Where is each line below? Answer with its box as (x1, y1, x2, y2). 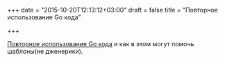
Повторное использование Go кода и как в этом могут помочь (7, 40, 194, 48)
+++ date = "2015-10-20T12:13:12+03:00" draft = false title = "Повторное (7, 6, 219, 14)
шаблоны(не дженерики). (7, 48, 83, 55)
